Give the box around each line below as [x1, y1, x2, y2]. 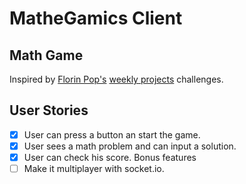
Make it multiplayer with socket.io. [23, 163, 165, 174]
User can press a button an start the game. [23, 128, 201, 141]
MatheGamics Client [9, 7, 183, 30]
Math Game [9, 47, 84, 64]
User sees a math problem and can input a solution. [23, 140, 237, 152]
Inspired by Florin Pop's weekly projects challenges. [9, 73, 224, 85]
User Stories [9, 102, 89, 119]
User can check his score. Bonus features [23, 151, 197, 163]
